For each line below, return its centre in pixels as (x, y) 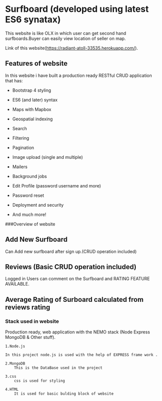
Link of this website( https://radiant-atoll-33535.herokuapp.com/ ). (72, 48)
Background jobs (30, 176)
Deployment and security (38, 205)
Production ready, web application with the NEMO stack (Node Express (78, 332)
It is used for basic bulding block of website (64, 394)
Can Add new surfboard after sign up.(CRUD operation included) (71, 251)
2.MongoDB (15, 364)
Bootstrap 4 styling (32, 90)
